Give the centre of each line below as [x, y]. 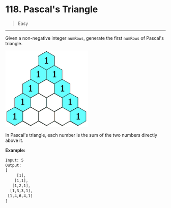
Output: [13, 165]
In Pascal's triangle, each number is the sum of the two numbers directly [81, 135]
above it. [15, 140]
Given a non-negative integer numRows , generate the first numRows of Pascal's [85, 38]
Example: [16, 150]
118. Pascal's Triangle [52, 9]
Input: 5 [15, 160]
